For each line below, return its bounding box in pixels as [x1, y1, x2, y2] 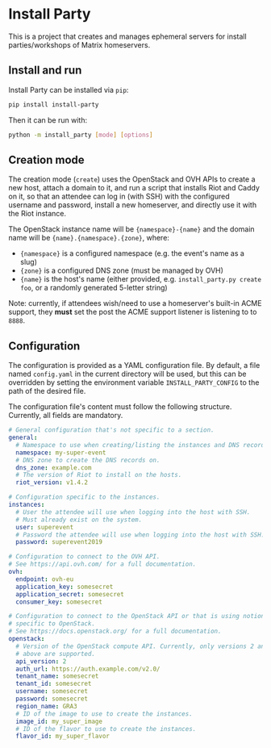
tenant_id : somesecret [15, 679, 92, 688]
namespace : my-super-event [15, 449, 106, 457]
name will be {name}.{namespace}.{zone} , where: [8, 233, 169, 243]
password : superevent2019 [15, 538, 103, 546]
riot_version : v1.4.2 [15, 478, 89, 487]
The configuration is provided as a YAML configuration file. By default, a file [8, 361, 261, 370]
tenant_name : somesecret [15, 672, 99, 680]
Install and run [8, 64, 82, 77]
